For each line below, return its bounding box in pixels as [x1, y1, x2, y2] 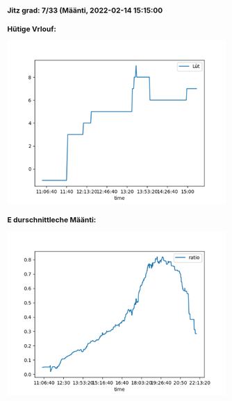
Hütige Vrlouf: [7, 24, 57, 33]
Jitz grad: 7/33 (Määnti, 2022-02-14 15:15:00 [7, 6, 163, 15]
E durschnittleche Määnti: [7, 215, 97, 225]
